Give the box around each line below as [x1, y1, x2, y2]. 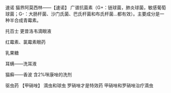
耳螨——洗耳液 [5, 61, 37, 66]
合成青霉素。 [14, 17, 41, 23]
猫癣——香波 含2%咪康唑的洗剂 [5, 72, 72, 78]
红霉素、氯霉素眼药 [5, 39, 46, 45]
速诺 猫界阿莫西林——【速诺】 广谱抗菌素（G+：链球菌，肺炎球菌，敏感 [5, 5, 157, 10]
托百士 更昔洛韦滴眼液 [5, 28, 52, 34]
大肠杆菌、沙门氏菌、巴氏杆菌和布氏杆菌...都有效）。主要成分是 [28, 11, 160, 17]
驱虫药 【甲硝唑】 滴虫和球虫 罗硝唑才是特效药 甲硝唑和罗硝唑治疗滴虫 [5, 82, 154, 88]
